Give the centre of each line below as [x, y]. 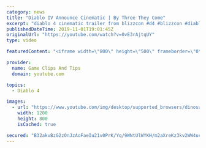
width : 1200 [32, 113]
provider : [19, 62]
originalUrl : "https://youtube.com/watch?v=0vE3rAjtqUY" [81, 35]
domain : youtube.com [38, 74]
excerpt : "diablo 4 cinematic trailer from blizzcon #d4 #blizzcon [94, 23]
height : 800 [32, 119]
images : [16, 102]
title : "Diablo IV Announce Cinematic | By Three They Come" [86, 18]
